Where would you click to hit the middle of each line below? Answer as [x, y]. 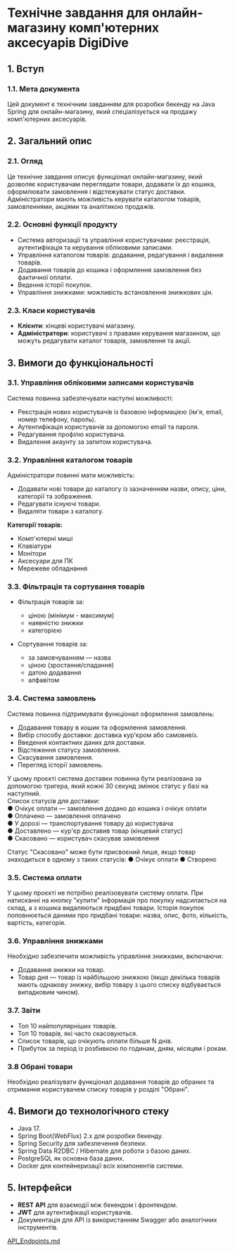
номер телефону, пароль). [57, 419]
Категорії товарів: [35, 525]
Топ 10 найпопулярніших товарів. [67, 1026]
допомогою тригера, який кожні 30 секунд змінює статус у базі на [108, 786]
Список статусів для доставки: [53, 800]
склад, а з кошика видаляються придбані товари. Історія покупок [106, 908]
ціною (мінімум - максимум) [71, 615]
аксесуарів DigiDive [68, 43]
